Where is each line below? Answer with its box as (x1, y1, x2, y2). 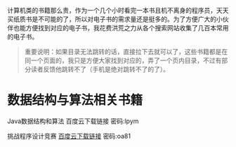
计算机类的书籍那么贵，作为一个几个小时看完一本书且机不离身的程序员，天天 (7, 6, 229, 14)
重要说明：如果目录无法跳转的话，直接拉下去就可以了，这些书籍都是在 (24, 48, 228, 56)
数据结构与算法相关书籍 (7, 92, 143, 108)
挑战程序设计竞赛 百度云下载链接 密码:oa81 (7, 132, 131, 140)
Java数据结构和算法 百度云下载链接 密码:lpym (7, 117, 139, 125)
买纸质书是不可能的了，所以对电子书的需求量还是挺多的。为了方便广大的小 (7, 15, 223, 23)
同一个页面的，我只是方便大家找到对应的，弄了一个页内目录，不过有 (24, 56, 222, 65)
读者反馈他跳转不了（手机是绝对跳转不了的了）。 (30, 65, 170, 73)
